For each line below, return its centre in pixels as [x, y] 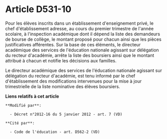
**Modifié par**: [23, 105]
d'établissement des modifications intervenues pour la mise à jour [73, 81]
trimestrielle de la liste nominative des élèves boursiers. [63, 86]
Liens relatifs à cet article [32, 96]
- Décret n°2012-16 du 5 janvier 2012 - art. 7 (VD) [66, 114]
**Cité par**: [20, 123]
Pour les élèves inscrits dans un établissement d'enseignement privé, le [79, 23]
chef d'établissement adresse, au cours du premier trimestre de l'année [79, 28]
